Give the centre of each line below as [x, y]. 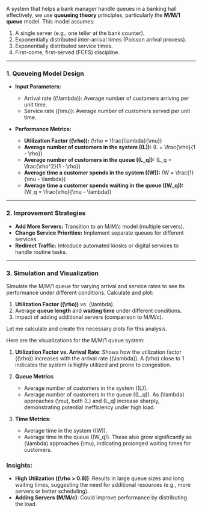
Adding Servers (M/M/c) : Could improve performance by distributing [101, 498]
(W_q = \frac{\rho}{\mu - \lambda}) [68, 192]
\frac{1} [185, 173]
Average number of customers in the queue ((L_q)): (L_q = [98, 160]
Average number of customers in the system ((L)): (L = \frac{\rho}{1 [109, 147]
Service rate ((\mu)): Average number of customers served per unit [107, 111]
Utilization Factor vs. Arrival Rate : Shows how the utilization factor [98, 352]
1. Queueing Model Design [45, 73]
